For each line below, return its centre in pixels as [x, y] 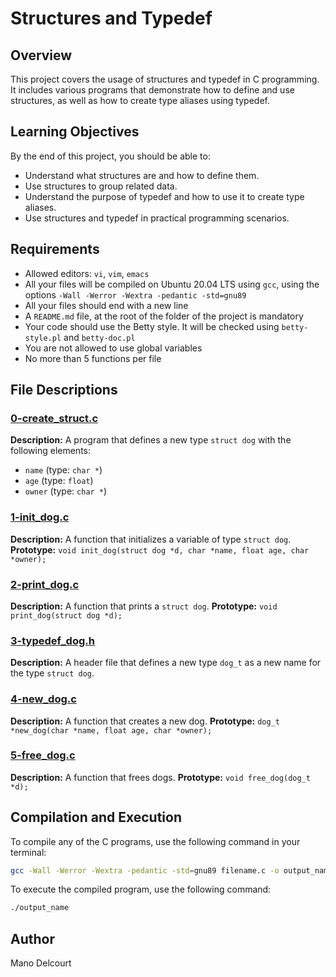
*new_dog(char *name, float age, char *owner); [111, 730]
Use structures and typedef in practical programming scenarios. [157, 218]
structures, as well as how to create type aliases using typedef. [140, 100]
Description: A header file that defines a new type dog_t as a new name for [166, 663]
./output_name [40, 908]
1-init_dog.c [40, 517]
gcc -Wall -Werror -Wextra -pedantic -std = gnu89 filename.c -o [145, 870]
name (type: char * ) [63, 470]
